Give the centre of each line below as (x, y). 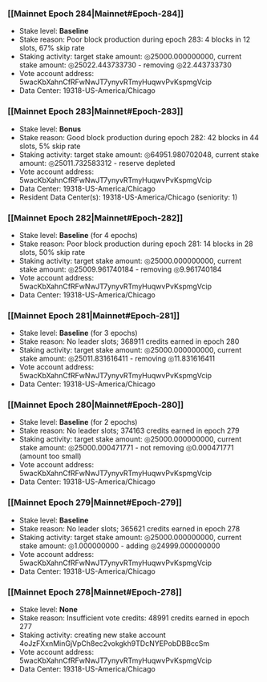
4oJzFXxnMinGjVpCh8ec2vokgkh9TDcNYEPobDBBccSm (114, 644)
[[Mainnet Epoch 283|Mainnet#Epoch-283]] (95, 111)
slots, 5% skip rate (50, 146)
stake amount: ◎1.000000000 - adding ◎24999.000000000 (119, 546)
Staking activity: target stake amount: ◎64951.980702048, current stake (139, 154)
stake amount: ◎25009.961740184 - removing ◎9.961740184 (120, 269)
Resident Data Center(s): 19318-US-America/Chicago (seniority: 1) (128, 197)
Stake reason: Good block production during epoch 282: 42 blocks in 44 (139, 137)
